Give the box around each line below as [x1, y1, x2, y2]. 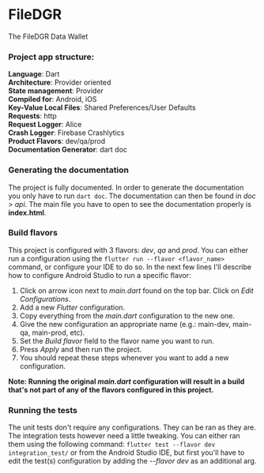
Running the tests [8, 404, 77, 415]
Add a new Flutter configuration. [19, 302, 126, 312]
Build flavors [8, 227, 58, 238]
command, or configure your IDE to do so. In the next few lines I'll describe [8, 262, 251, 272]
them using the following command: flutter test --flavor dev [8, 440, 216, 449]
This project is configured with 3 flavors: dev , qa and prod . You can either [8, 245, 249, 254]
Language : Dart [8, 69, 60, 79]
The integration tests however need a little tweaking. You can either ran [8, 431, 241, 441]
